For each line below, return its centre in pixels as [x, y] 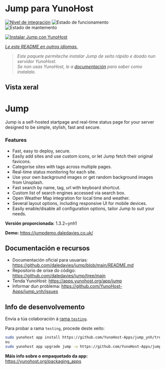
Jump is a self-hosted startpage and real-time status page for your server [80, 122]
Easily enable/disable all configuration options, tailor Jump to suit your [83, 208]
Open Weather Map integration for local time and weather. [71, 198]
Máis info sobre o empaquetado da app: [46, 356]
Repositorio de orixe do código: [44, 270]
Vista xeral [22, 87]
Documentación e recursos [47, 248]
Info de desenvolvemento [45, 307]
